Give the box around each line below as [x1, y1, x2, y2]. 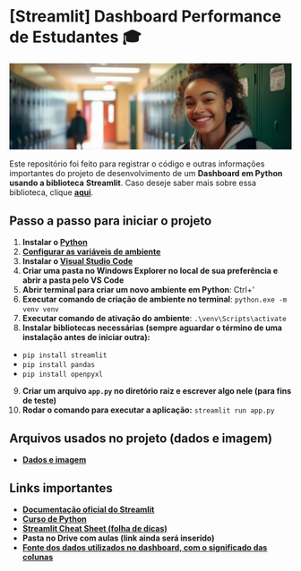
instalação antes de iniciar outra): [21, 332, 150, 343]
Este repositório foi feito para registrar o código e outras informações [9, 158, 265, 169]
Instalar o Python [21, 237, 88, 248]
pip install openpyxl [21, 370, 103, 379]
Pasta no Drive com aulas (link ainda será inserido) [21, 533, 215, 543]
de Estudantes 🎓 [9, 27, 142, 47]
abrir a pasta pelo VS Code [21, 275, 125, 285]
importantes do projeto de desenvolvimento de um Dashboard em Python [9, 168, 283, 179]
